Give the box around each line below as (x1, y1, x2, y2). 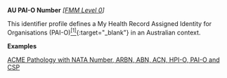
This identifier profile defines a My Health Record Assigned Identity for (7, 20, 212, 27)
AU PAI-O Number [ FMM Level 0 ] (7, 6, 105, 14)
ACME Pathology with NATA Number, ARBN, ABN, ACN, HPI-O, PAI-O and (7, 56, 220, 64)
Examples (7, 41, 37, 50)
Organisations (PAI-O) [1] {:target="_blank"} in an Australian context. (7, 27, 201, 37)
